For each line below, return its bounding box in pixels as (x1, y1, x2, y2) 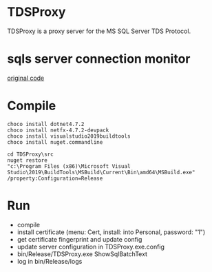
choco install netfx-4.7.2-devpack (7, 127, 109, 134)
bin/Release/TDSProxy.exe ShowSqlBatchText (17, 249, 148, 258)
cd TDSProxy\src (7, 151, 54, 158)
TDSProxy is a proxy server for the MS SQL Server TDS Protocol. (7, 27, 191, 35)
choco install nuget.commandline (7, 138, 103, 145)
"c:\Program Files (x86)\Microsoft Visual (7, 163, 131, 169)
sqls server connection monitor (7, 51, 191, 67)
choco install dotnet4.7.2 (7, 121, 85, 127)
